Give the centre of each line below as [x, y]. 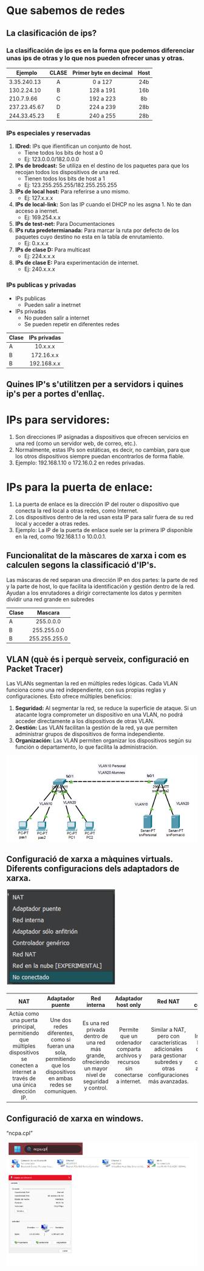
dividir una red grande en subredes [50, 599]
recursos [129, 1062]
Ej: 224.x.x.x [39, 256]
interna [96, 1004]
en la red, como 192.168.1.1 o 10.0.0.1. [60, 536]
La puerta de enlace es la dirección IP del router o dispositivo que [97, 504]
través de [24, 1078]
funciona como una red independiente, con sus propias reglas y [86, 690]
